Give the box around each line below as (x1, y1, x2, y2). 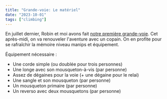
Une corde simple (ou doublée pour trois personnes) (12, 61, 123, 68)
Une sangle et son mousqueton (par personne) (12, 77, 111, 84)
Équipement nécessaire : (5, 51, 57, 57)
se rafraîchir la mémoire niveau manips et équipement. (5, 42, 119, 48)
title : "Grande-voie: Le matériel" (5, 7, 81, 13)
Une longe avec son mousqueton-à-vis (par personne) (12, 67, 127, 73)
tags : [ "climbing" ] (5, 17, 47, 22)
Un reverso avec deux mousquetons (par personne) (12, 88, 121, 94)
